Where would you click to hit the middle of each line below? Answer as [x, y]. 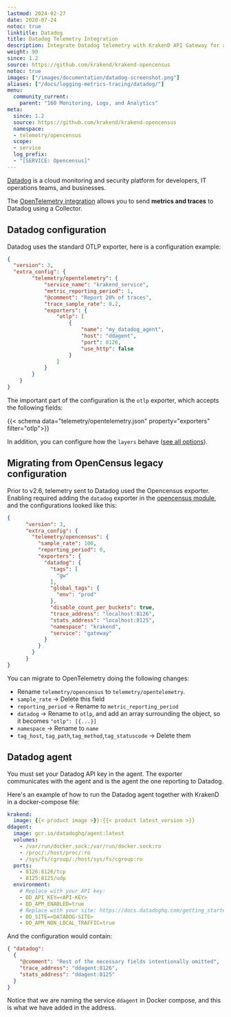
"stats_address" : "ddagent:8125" [67, 974]
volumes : [26, 840]
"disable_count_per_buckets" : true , [103, 607]
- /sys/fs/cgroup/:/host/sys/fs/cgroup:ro [81, 859]
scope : [23, 142]
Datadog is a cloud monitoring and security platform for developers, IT [107, 180]
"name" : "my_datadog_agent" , [123, 330]
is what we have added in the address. [62, 1008]
